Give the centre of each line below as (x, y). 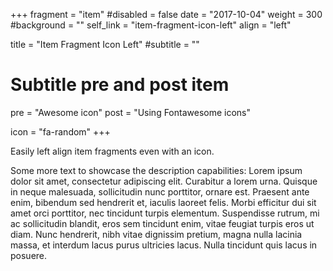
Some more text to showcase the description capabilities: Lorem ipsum (156, 170)
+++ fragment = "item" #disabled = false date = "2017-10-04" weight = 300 (166, 14)
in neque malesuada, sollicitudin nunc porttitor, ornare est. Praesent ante (160, 191)
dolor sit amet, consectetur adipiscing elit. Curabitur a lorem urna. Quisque (164, 181)
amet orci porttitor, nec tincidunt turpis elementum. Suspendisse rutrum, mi (165, 213)
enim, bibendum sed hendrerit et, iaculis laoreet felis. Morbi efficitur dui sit (163, 202)
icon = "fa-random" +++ (60, 131)
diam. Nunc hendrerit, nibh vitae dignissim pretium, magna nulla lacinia (156, 234)
